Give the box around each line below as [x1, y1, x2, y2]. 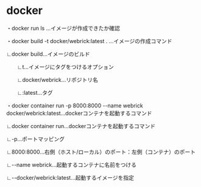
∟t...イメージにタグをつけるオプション [16, 63, 115, 70]
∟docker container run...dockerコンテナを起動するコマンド [6, 122, 156, 129]
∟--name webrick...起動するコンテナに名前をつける [6, 161, 137, 168]
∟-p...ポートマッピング [6, 135, 65, 143]
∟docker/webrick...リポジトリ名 [16, 76, 99, 83]
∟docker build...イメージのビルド [6, 50, 90, 58]
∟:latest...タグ [16, 89, 53, 96]
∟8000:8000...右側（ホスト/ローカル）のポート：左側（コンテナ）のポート [6, 148, 196, 155]
